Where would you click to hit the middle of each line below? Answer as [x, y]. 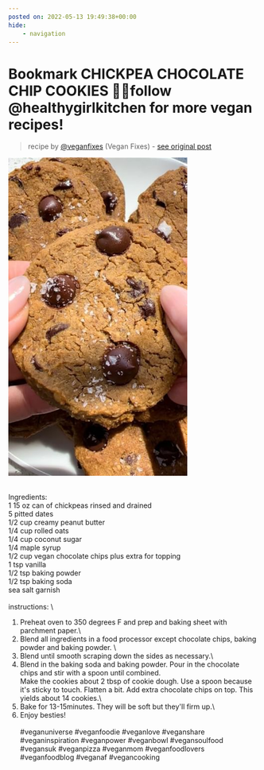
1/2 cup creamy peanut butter [57, 522]
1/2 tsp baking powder [45, 573]
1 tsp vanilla [27, 565]
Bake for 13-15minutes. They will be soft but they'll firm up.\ [117, 706]
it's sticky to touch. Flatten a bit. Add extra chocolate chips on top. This [136, 690]
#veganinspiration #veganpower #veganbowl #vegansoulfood [122, 741]
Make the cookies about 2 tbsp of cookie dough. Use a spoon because [136, 681]
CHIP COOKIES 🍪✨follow [90, 91]
